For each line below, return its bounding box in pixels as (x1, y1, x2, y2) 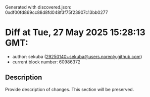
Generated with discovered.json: (5, 4, 72, 10)
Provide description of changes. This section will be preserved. (5, 86, 134, 92)
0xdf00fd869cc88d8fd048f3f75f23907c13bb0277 (5, 9, 108, 15)
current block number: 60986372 (12, 59, 81, 65)
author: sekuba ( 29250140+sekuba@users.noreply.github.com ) (12, 53, 143, 59)
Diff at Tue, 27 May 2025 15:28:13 (5, 27, 146, 38)
